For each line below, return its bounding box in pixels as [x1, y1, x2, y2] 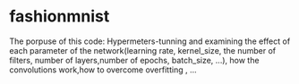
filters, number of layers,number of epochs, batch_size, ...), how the [9, 55, 260, 65]
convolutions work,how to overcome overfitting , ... [9, 64, 197, 75]
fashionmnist [9, 6, 110, 27]
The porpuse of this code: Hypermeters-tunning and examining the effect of [9, 36, 291, 46]
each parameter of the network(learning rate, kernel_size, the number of [9, 45, 277, 55]
